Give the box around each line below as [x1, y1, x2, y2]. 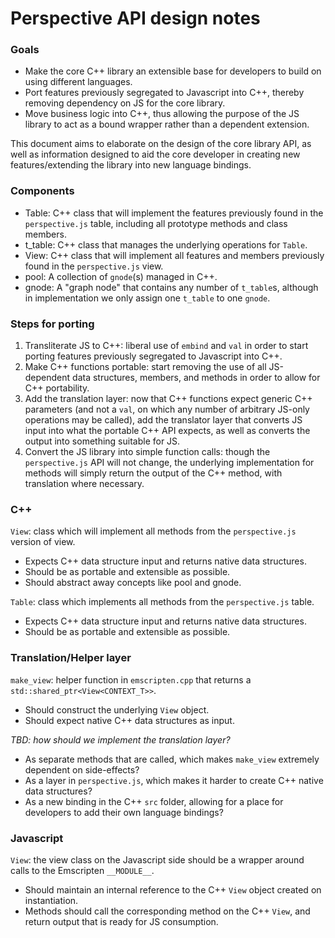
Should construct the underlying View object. [24, 703, 210, 716]
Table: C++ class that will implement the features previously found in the [24, 207, 324, 219]
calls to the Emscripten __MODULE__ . [10, 864, 155, 876]
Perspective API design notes [10, 7, 261, 30]
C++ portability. [24, 382, 90, 394]
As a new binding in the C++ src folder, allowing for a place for [24, 795, 284, 807]
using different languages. [24, 76, 133, 88]
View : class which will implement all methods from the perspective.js [10, 525, 297, 537]
